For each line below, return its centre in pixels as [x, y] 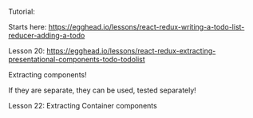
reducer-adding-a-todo [47, 35]
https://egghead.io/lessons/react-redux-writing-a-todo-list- [146, 27]
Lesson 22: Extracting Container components [83, 106]
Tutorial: [22, 12]
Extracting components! [47, 75]
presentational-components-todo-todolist [77, 59]
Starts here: [28, 27]
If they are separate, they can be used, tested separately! [103, 90]
